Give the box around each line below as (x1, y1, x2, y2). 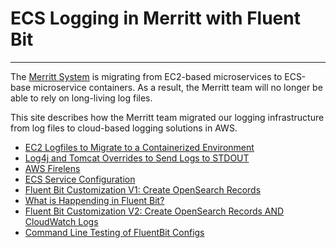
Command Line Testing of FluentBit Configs (24, 226, 205, 238)
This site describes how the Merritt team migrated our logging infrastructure (10, 111, 325, 123)
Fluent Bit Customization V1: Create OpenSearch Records (24, 183, 262, 196)
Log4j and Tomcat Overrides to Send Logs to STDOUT (24, 152, 250, 164)
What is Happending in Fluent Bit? (24, 194, 165, 206)
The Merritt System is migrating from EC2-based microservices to (10, 70, 283, 82)
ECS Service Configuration (24, 173, 136, 185)
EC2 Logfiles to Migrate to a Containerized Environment (24, 141, 255, 153)
